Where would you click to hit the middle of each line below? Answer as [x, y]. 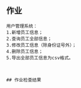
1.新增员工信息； [25, 32]
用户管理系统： [22, 26]
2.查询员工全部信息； [29, 39]
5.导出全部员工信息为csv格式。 [40, 58]
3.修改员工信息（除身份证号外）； [41, 45]
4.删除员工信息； [25, 51]
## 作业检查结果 [24, 80]
